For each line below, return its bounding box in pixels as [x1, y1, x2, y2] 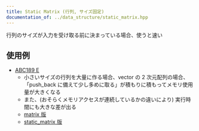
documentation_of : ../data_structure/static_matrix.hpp [6, 14, 148, 20]
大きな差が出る [39, 104, 76, 111]
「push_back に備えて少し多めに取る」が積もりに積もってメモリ [23, 81, 183, 88]
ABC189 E [14, 67, 40, 74]
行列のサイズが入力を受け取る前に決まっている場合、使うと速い [6, 31, 163, 39]
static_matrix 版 [23, 118, 63, 126]
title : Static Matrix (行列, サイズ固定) [6, 8, 105, 15]
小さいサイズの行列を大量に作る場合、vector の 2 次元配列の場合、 [23, 74, 189, 81]
